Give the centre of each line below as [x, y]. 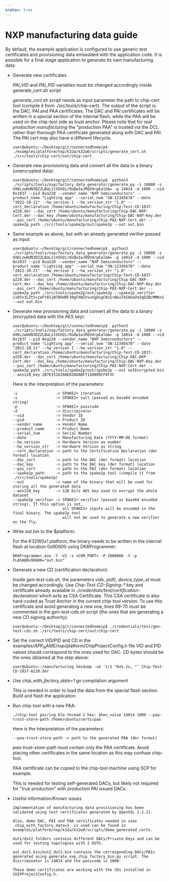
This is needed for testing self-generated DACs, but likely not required [85, 783]
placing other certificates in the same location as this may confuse [82, 753]
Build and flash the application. [45, 696]
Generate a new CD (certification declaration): [60, 569]
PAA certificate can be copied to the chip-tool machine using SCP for [84, 768]
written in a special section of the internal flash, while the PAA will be [84, 116]
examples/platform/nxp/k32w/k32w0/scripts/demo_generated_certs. [82, 830]
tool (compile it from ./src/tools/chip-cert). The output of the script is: [85, 105]
